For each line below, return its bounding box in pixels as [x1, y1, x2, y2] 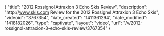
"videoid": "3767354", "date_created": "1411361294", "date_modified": [4, 15, 148, 20]
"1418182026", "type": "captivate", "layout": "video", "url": [4, 20, 122, 26]
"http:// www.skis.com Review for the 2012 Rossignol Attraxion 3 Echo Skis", [4, 9, 160, 15]
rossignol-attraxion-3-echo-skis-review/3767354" [4, 25, 108, 31]
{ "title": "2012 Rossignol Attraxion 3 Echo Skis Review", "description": [4, 4, 148, 10]
